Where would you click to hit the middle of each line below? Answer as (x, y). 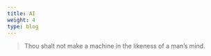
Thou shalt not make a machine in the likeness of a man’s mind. (115, 46)
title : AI (22, 13)
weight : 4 (22, 20)
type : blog (23, 26)
